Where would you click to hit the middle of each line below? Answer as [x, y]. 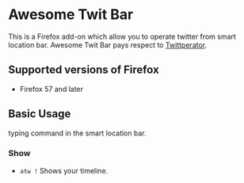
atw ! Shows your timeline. [64, 170]
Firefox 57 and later [51, 89]
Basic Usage [40, 114]
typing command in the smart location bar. [77, 133]
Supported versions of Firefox [84, 70]
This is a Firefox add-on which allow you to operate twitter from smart [122, 36]
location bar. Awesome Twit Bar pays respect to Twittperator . [108, 44]
